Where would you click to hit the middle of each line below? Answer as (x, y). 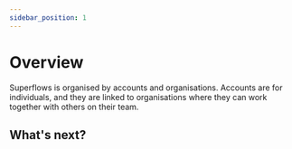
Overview (47, 62)
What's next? (48, 135)
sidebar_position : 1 (48, 18)
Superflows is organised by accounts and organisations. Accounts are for (146, 88)
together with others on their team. (74, 107)
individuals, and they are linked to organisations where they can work (138, 97)
